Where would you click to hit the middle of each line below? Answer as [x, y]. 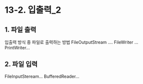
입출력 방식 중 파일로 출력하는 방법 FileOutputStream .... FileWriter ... [71, 42]
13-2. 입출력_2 [33, 10]
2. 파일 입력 [21, 64]
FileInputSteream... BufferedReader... [42, 76]
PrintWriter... [17, 48]
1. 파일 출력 [20, 30]
